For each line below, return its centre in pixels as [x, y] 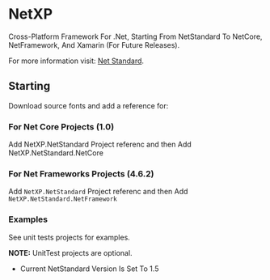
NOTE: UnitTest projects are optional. [70, 252]
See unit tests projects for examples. [70, 237]
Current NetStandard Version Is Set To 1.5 [89, 269]
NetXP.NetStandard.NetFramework [63, 199]
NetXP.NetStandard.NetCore [56, 153]
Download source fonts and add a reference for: [89, 105]
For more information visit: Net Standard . [76, 61]
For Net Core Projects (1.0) [61, 126]
